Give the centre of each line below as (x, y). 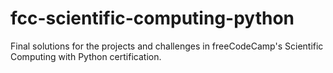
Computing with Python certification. (86, 56)
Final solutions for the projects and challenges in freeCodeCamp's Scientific (167, 46)
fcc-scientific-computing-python (152, 18)
